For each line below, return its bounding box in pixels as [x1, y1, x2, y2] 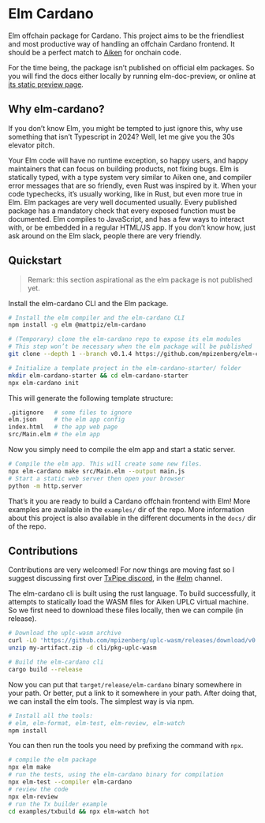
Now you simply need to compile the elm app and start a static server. [8, 445, 236, 455]
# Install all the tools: [8, 712, 93, 720]
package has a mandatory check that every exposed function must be [8, 206, 237, 215]
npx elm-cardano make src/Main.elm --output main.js [8, 467, 185, 475]
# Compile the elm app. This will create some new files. [8, 460, 203, 468]
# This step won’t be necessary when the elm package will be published [8, 342, 252, 351]
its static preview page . [8, 80, 84, 89]
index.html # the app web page [8, 423, 118, 431]
